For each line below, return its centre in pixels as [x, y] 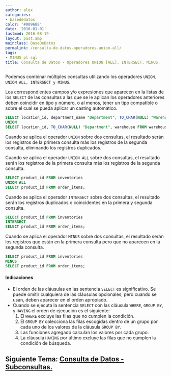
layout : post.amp [24, 39]
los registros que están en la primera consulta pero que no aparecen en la [83, 242]
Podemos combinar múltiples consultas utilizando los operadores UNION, [81, 77]
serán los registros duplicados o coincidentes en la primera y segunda [79, 203]
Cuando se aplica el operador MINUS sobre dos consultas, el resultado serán [84, 236]
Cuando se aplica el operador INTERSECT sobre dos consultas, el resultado [83, 197]
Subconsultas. [29, 367]
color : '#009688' [24, 24]
